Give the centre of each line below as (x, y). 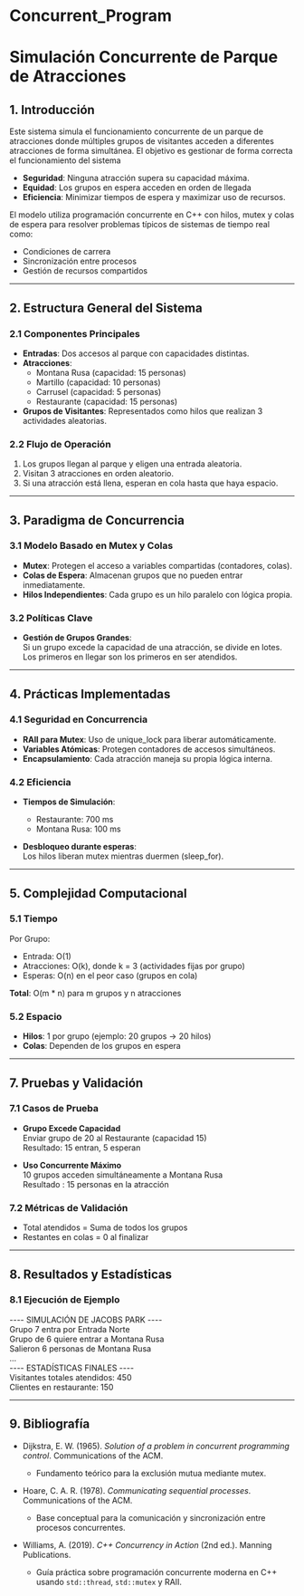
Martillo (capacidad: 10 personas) (98, 382)
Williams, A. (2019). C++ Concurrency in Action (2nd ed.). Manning (147, 1544)
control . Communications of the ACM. (93, 1456)
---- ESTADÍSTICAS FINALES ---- (71, 1368)
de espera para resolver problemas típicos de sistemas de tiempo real (139, 225)
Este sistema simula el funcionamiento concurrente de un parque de (137, 131)
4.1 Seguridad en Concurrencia (79, 719)
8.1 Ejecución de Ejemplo (65, 1300)
